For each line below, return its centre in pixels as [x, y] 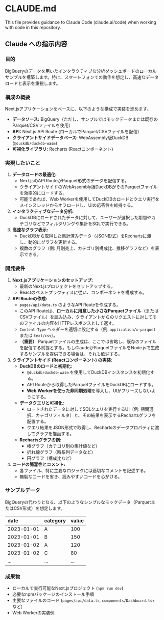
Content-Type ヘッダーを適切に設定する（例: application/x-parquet [87, 329]
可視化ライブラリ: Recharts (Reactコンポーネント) [63, 149]
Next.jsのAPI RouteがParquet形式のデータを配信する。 [74, 181]
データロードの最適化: [35, 174]
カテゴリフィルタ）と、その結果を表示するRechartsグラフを [96, 415]
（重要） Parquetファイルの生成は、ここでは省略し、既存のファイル [88, 341]
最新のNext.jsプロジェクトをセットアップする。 [67, 286]
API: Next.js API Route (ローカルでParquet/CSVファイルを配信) [76, 131]
